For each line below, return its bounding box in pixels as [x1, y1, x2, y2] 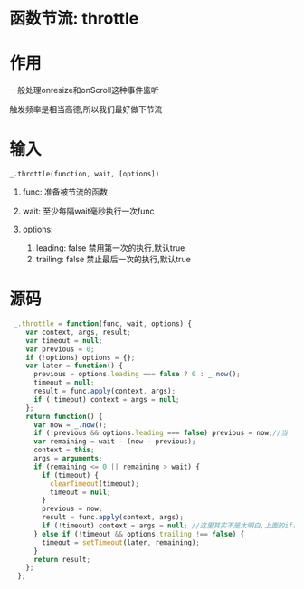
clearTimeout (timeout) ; [49, 479, 140, 489]
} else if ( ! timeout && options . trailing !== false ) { [33, 529, 245, 538]
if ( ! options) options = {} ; [25, 353, 136, 362]
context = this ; [33, 445, 95, 455]
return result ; [33, 555, 91, 564]
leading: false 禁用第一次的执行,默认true [35, 242, 185, 253]
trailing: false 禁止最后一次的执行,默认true [35, 254, 192, 265]
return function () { [25, 412, 103, 421]
